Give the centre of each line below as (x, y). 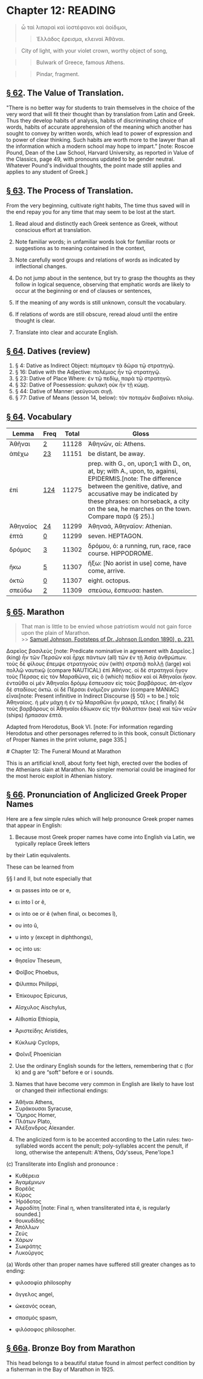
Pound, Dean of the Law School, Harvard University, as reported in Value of (100, 152)
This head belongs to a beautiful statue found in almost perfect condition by (101, 1363)
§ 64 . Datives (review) (48, 351)
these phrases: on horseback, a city (138, 501)
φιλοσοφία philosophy (43, 1282)
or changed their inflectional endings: (62, 1090)
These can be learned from (40, 867)
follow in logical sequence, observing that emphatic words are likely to (103, 284)
